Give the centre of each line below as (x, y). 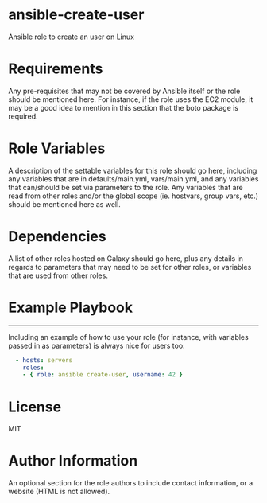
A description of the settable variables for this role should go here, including (133, 170)
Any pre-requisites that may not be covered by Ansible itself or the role (124, 91)
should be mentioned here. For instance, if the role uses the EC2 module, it (131, 99)
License (35, 407)
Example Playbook (71, 307)
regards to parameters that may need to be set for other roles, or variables (130, 267)
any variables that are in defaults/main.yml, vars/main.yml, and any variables (133, 179)
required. (23, 116)
